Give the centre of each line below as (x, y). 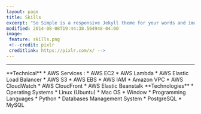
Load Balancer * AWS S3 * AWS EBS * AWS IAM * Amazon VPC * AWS (95, 79)
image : (14, 34)
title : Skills (24, 17)
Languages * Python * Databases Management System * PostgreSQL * (94, 98)
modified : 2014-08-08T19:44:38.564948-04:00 (63, 28)
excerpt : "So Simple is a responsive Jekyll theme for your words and (96, 23)
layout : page (22, 12)
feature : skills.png (34, 39)
